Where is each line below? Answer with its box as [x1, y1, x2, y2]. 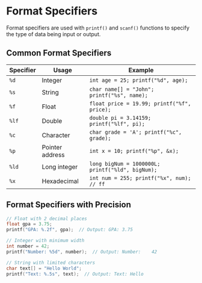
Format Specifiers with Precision [6, 200, 131, 210]
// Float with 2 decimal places [6, 216, 87, 222]
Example [128, 66, 155, 74]
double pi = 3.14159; [89, 114, 151, 121]
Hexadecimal [41, 176, 79, 185]
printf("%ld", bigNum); [89, 166, 158, 173]
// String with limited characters [6, 260, 96, 266]
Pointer [41, 143, 63, 151]
